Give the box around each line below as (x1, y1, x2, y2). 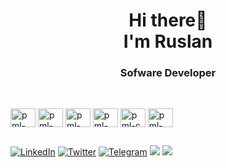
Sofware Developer (119, 66, 217, 80)
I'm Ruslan (123, 30, 213, 53)
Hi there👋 (128, 9, 208, 32)
